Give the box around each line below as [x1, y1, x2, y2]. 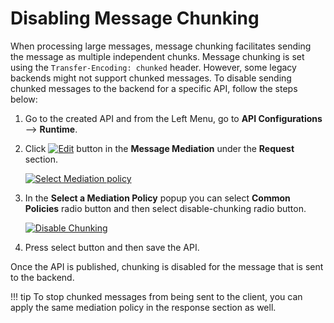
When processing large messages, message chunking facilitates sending [10, 40, 312, 52]
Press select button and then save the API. [24, 241, 200, 253]
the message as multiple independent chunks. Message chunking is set [10, 50, 305, 62]
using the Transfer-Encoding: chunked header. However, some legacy [10, 61, 297, 73]
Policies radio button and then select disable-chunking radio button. [24, 202, 307, 214]
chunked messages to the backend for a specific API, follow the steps [10, 82, 298, 94]
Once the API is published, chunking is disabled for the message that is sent [10, 260, 324, 272]
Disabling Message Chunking [10, 7, 260, 30]
